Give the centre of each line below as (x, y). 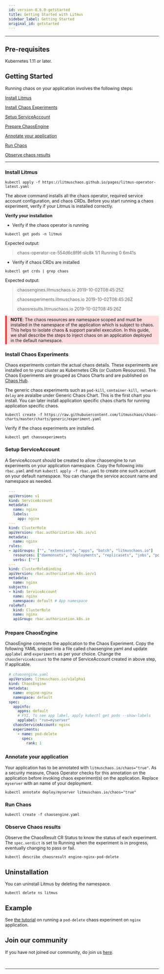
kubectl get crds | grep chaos (37, 271)
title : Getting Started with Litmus (46, 14)
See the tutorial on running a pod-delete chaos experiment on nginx (73, 920)
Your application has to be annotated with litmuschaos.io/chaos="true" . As (81, 767)
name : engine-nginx (33, 693)
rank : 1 (34, 743)
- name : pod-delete (37, 734)
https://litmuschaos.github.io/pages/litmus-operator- (99, 183)
